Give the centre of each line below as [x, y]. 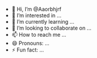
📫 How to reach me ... [39, 35]
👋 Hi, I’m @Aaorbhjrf [36, 9]
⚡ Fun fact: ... [28, 50]
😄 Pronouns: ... [31, 43]
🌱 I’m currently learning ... [43, 22]
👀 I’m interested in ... [36, 15]
